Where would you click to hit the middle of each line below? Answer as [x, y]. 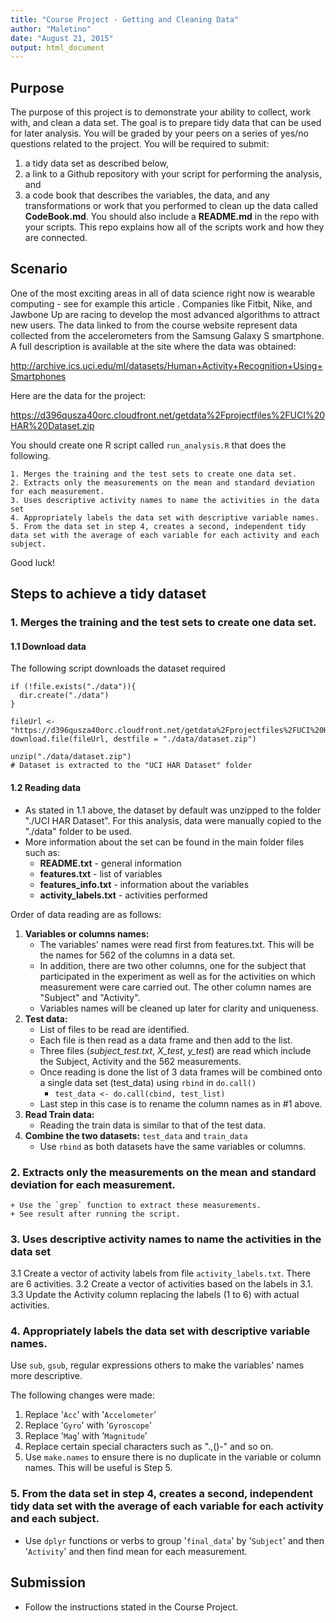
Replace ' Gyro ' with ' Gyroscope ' [88, 1425]
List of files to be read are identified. [114, 1029]
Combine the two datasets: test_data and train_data [136, 1135]
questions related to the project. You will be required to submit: [140, 144]
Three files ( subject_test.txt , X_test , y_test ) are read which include [175, 1050]
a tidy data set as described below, [97, 163]
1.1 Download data [48, 646]
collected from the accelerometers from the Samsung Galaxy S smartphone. [167, 335]
